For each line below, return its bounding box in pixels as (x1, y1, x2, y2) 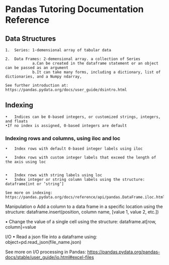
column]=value (5, 224, 36, 230)
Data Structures (5, 34, 56, 43)
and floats (5, 118, 28, 124)
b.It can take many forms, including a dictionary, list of (32, 70, 161, 75)
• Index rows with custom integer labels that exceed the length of (5, 155, 156, 160)
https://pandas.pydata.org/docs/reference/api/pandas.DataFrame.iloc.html (5, 195, 165, 200)
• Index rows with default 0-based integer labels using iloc (5, 146, 143, 152)
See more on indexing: (5, 190, 53, 195)
